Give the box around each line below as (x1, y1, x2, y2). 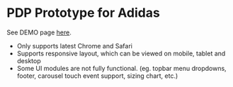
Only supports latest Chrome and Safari (16, 41, 132, 50)
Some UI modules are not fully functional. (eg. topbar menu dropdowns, (16, 64, 227, 72)
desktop (16, 56, 42, 65)
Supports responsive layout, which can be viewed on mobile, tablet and (16, 49, 226, 58)
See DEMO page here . (6, 28, 72, 36)
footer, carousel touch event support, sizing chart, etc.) (16, 72, 178, 80)
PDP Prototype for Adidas (6, 5, 160, 21)
